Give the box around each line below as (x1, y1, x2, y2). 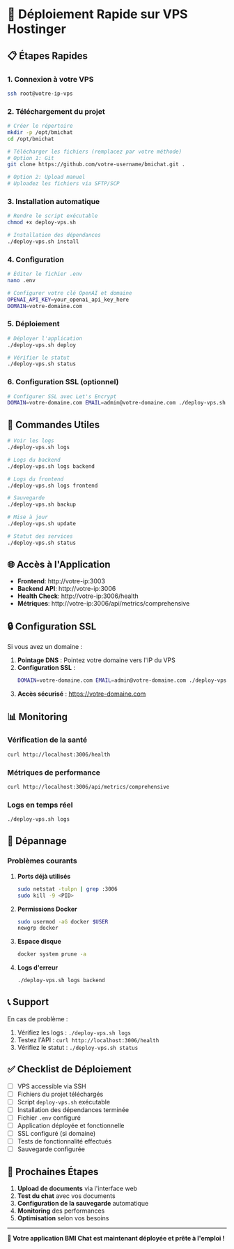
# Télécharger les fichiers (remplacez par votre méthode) (7, 148, 182, 155)
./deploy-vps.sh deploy (7, 342, 77, 349)
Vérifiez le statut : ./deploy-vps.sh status (17, 1043, 139, 1051)
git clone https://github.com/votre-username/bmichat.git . (7, 161, 186, 168)
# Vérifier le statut (7, 354, 70, 361)
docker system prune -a (17, 951, 87, 958)
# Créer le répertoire (7, 122, 73, 130)
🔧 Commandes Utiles (7, 418, 100, 430)
